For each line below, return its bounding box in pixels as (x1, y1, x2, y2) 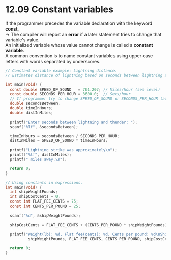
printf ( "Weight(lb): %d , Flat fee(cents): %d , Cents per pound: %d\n (10, 232, 160, 237)
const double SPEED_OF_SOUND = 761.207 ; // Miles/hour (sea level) (10, 86, 160, 92)
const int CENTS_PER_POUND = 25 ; (10, 204, 81, 209)
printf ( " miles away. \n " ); (10, 157, 67, 162)
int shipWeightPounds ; (10, 189, 58, 194)
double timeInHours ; (10, 106, 53, 111)
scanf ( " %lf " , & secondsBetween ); (10, 124, 79, 129)
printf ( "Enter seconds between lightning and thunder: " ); (10, 120, 138, 125)
